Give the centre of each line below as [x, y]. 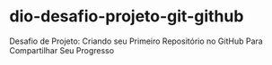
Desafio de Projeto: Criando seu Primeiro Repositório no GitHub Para [136, 41]
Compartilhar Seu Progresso [62, 50]
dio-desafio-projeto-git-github [127, 16]
